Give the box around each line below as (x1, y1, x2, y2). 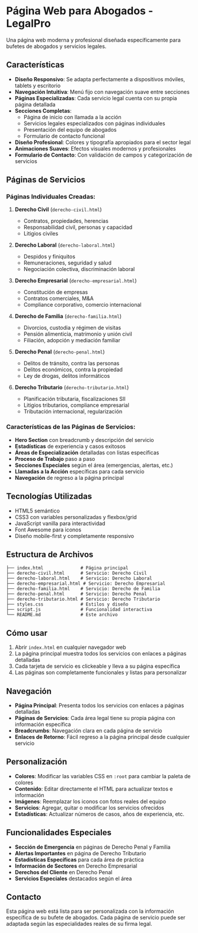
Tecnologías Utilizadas (6, 491, 92, 502)
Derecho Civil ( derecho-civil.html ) (14, 206, 102, 213)
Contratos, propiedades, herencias (23, 218, 108, 225)
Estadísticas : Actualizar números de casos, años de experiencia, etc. (14, 810, 185, 817)
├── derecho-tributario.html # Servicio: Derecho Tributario (6, 596, 161, 603)
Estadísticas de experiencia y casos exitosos (14, 442, 126, 450)
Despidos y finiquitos (23, 253, 76, 260)
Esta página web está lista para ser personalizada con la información (6, 907, 174, 915)
